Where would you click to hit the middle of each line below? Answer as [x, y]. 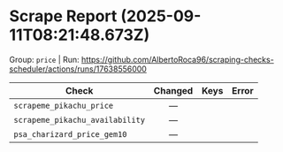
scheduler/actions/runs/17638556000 [78, 69]
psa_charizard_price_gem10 [70, 134]
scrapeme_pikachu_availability [80, 120]
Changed [173, 90]
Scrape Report [63, 16]
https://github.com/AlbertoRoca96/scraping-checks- [177, 59]
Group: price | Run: [44, 59]
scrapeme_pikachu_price [64, 105]
